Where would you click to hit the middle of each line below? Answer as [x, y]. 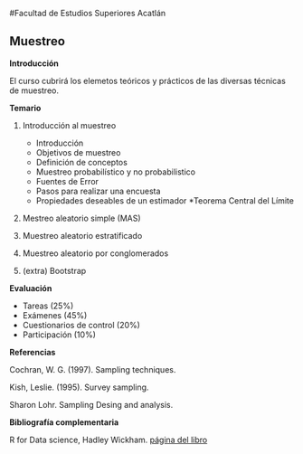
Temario [25, 108]
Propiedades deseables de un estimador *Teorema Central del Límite [165, 200]
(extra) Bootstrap [54, 270]
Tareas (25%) [48, 306]
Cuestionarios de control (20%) [81, 325]
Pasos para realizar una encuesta [98, 191]
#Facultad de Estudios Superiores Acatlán [88, 13]
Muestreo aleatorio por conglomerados [95, 253]
